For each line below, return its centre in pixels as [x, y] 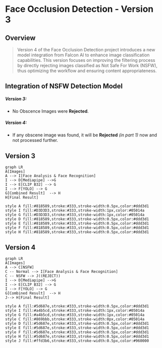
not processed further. [35, 140]
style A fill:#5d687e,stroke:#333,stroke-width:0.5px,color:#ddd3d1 [77, 306]
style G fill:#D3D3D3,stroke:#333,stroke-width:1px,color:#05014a [75, 215]
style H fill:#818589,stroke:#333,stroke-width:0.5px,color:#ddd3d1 [77, 232]
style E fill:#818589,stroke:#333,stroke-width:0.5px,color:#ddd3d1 [77, 223]
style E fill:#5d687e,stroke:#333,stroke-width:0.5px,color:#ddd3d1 [77, 328]
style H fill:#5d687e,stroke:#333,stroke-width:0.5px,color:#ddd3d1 [77, 336]
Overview [20, 38]
